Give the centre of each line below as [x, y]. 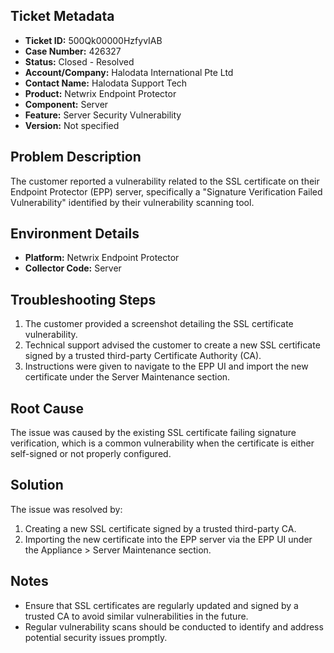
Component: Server [66, 104]
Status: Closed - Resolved [79, 61]
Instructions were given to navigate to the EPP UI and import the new [166, 366]
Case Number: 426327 [73, 51]
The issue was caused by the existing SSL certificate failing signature [153, 433]
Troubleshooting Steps [83, 299]
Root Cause [47, 408]
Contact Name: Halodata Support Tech [106, 83]
